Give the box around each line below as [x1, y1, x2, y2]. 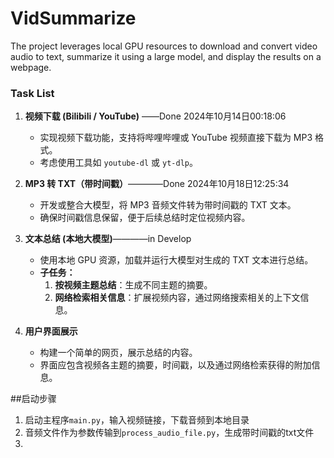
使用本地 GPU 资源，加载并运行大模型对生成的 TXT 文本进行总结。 [39, 254, 314, 266]
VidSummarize [10, 7, 137, 30]
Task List [10, 86, 55, 100]
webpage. [10, 61, 52, 73]
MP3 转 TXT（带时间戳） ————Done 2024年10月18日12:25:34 [24, 178, 290, 190]
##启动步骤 [10, 393, 57, 405]
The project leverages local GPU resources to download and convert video [10, 40, 318, 52]
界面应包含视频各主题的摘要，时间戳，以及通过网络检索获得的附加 [39, 359, 312, 371]
